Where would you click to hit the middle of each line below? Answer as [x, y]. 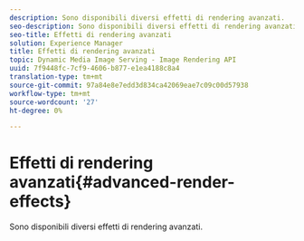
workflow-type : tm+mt [50, 93]
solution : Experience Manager [66, 43]
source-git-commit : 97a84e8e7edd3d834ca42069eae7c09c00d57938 [129, 85]
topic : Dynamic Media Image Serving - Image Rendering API [123, 60]
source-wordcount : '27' [54, 102]
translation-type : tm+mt [56, 77]
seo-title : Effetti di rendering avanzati [90, 34]
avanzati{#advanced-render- [122, 183]
